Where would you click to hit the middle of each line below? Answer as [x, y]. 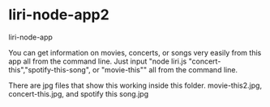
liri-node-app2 [59, 15]
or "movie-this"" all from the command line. [165, 69]
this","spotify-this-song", [49, 69]
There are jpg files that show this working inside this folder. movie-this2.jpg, [135, 85]
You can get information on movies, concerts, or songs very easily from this [135, 52]
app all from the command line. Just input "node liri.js [98, 61]
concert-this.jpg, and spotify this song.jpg [79, 93]
